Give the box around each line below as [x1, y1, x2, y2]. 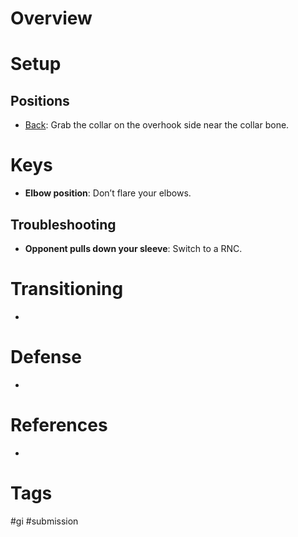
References [10, 414, 108, 436]
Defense [10, 346, 82, 369]
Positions [10, 92, 70, 109]
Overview [10, 7, 93, 30]
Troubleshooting [10, 216, 117, 233]
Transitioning [10, 278, 124, 301]
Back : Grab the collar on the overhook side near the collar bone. [24, 119, 290, 131]
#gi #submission [10, 515, 79, 527]
